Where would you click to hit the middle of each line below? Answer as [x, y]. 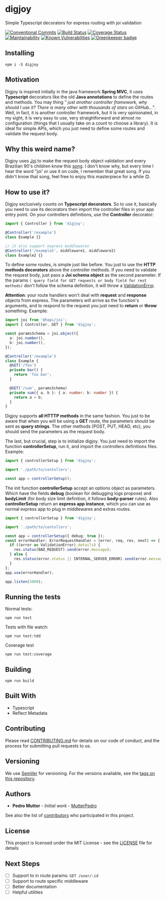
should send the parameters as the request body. [55, 432]
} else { [19, 554]
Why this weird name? [40, 149]
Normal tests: [19, 609]
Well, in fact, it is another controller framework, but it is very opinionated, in [82, 113]
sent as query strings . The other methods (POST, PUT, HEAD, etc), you [78, 426]
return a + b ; [28, 397]
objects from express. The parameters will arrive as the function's [72, 300]
